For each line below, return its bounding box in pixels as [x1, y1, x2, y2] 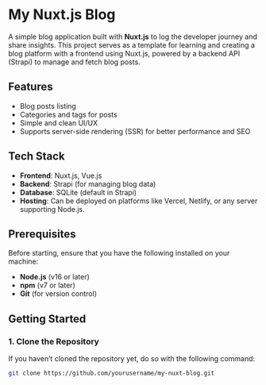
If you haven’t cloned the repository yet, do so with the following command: [8, 354, 256, 364]
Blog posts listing [19, 101, 77, 110]
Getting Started [8, 312, 87, 325]
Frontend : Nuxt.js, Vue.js [19, 171, 102, 180]
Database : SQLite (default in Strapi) [19, 187, 137, 197]
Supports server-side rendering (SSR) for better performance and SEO [19, 126, 251, 136]
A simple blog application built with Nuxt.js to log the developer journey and [8, 32, 258, 41]
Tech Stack [8, 149, 65, 164]
